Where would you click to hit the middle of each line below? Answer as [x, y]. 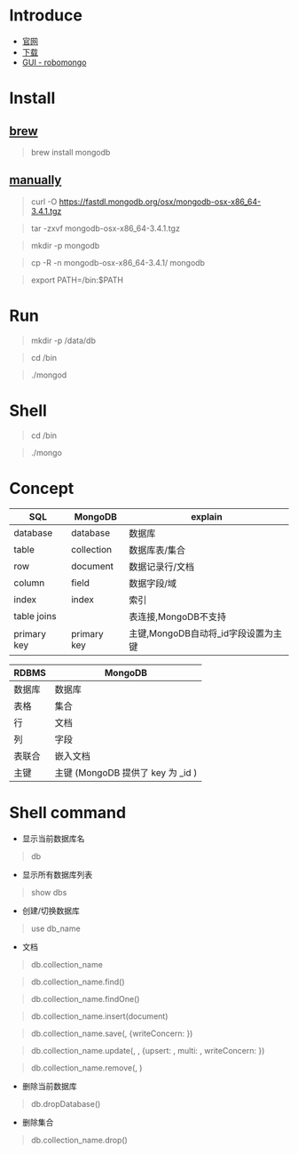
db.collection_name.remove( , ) [86, 1068]
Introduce [46, 16]
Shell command [68, 812]
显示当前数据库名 [53, 838]
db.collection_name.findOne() [85, 999]
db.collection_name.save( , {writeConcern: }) [112, 1033]
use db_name [56, 928]
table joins [35, 616]
